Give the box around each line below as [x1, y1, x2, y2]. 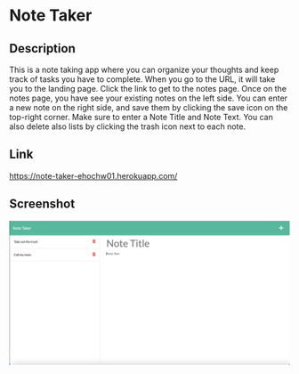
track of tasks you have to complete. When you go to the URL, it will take [9, 74, 276, 85]
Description [9, 41, 76, 56]
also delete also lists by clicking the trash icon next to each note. [9, 121, 246, 132]
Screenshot [9, 197, 76, 212]
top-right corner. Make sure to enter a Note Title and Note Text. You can [9, 112, 273, 122]
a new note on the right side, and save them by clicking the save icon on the [9, 102, 288, 112]
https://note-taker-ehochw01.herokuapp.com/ [9, 170, 178, 181]
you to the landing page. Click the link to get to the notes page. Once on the [9, 84, 287, 93]
